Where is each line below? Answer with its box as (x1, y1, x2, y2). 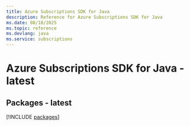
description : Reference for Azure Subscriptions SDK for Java (6, 14, 163, 20)
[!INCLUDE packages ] (6, 114, 60, 120)
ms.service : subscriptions (6, 36, 73, 42)
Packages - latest (6, 98, 72, 108)
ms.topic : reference (6, 25, 57, 31)
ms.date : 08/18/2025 (6, 20, 57, 25)
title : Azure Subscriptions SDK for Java (6, 8, 110, 15)
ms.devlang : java (6, 31, 49, 37)
